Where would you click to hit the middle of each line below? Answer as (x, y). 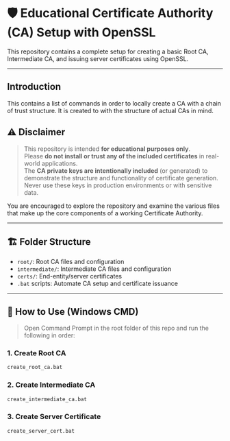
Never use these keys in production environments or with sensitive (118, 185)
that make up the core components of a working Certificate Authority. (105, 213)
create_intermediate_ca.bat (47, 399)
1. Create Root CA (37, 353)
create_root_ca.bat (35, 368)
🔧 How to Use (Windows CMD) (73, 312)
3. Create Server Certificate (54, 417)
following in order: (49, 335)
